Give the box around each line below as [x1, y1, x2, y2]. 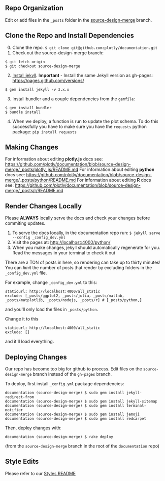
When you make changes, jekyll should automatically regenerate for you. [12, 244, 161, 251]
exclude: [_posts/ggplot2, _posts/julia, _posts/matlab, [5, 293, 125, 298]
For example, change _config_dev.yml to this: [5, 280, 97, 285]
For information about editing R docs [77, 177, 151, 183]
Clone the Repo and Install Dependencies [5, 32, 134, 40]
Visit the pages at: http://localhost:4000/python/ [12, 240, 111, 245]
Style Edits [5, 457, 39, 466]
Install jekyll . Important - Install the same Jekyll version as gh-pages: [12, 72, 153, 78]
